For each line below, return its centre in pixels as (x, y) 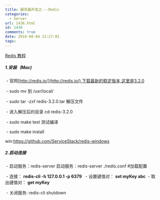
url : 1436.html (20, 23)
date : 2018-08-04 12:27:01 (32, 37)
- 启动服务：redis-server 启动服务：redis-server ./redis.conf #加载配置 (77, 166)
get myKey (39, 182)
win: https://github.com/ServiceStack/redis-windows (57, 141)
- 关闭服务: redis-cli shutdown (36, 193)
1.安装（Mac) (18, 67)
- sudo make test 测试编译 (32, 122)
